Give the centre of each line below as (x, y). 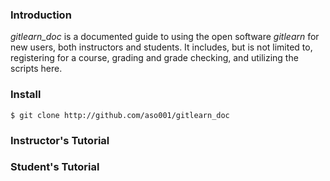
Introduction (41, 15)
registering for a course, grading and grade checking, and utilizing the (154, 58)
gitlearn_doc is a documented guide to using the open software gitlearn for (165, 37)
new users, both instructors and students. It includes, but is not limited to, (161, 47)
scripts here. (36, 69)
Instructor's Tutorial (60, 140)
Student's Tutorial (55, 167)
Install (26, 95)
